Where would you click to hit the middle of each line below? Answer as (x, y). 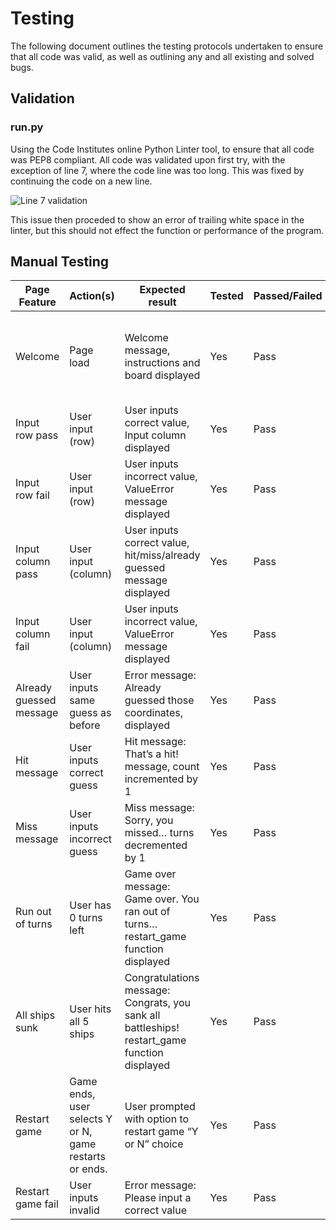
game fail (37, 1204)
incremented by (161, 779)
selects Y (91, 1119)
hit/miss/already (162, 555)
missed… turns (159, 833)
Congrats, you (158, 1003)
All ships (35, 1015)
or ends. (88, 1169)
